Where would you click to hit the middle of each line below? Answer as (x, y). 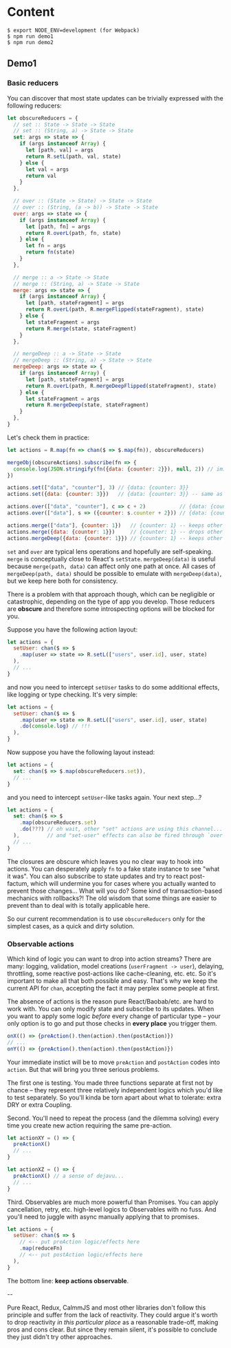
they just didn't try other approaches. (60, 1336)
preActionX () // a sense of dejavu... (69, 1176)
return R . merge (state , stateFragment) (81, 329)
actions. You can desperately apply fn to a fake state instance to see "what (113, 869)
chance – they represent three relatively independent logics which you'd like (115, 1090)
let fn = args (46, 246)
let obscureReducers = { (43, 118)
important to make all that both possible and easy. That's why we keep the (112, 981)
